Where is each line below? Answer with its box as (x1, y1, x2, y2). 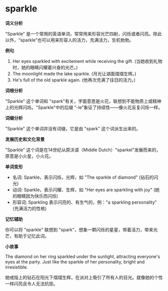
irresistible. (5, 264, 28, 270)
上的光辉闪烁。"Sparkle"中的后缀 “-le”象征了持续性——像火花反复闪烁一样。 (5, 104, 163, 110)
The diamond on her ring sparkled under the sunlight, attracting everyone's (5, 253, 160, 260)
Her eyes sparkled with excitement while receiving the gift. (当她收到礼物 (12, 58, 162, 64)
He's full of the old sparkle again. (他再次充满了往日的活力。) (12, 77, 136, 83)
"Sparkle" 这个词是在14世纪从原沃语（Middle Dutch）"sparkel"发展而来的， (5, 147, 161, 153)
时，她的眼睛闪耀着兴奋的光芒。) (12, 64, 78, 70)
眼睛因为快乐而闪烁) (16, 193, 58, 199)
